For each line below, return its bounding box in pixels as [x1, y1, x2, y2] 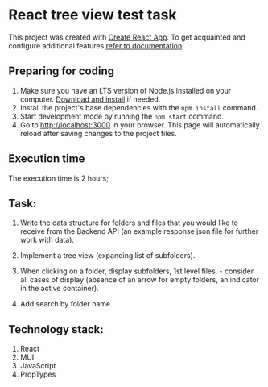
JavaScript [19, 361, 56, 371]
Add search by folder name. [19, 299, 113, 309]
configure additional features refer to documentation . [8, 40, 185, 50]
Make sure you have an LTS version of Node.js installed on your [19, 85, 232, 95]
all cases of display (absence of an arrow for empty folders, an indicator [19, 275, 260, 285]
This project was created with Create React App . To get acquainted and [8, 32, 245, 42]
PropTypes [19, 369, 56, 380]
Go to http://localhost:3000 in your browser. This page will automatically [19, 119, 260, 130]
